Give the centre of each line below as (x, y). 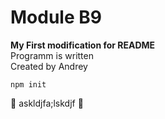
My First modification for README (83, 45)
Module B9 (56, 17)
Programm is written (52, 55)
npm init (28, 84)
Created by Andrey (49, 66)
